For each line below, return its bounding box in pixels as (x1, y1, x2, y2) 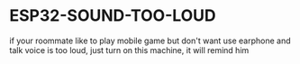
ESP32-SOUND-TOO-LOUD (9, 5, 216, 26)
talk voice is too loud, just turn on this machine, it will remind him (9, 44, 250, 55)
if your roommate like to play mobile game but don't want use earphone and (9, 35, 291, 46)
